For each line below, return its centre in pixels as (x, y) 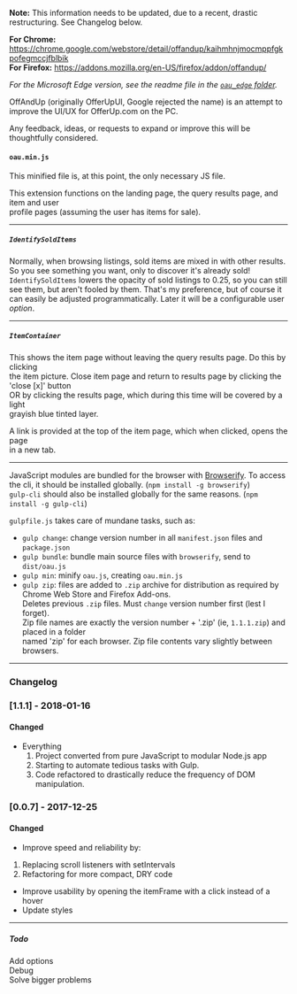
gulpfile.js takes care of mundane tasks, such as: (103, 520)
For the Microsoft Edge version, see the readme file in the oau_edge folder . (143, 85)
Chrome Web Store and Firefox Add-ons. (96, 594)
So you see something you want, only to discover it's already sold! (130, 271)
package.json (46, 548)
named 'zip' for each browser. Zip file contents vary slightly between (147, 642)
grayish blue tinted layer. (54, 414)
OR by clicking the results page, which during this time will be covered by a (146, 395)
